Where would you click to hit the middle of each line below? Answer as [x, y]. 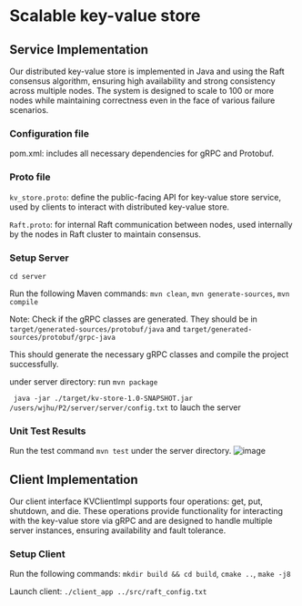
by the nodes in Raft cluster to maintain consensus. [106, 234]
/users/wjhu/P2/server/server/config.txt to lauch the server [125, 407]
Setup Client [37, 554]
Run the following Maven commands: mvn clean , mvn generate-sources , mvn [150, 293]
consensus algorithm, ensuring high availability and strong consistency [142, 81]
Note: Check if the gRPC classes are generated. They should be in [133, 319]
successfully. [34, 364]
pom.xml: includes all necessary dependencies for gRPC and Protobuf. [142, 154]
